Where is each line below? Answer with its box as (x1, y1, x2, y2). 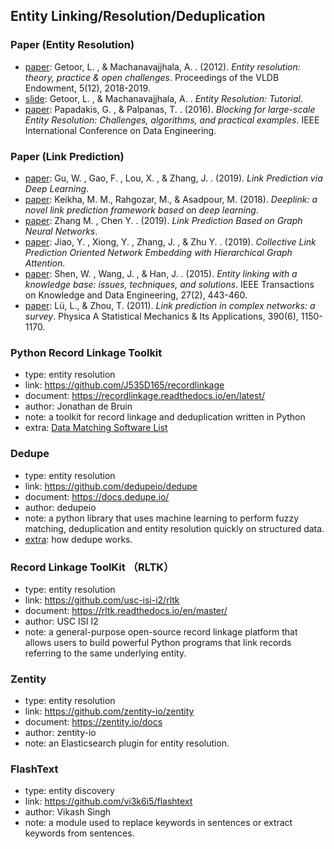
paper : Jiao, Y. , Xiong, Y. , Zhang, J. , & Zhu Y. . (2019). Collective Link (24, 235, 317, 248)
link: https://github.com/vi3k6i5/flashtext (24, 795, 193, 808)
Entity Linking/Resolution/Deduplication (10, 8, 266, 25)
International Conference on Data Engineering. (24, 124, 217, 136)
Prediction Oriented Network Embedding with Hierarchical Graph (24, 246, 293, 258)
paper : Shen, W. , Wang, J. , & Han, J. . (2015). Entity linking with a (24, 267, 298, 279)
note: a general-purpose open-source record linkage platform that (24, 625, 298, 638)
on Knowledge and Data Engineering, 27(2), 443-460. (24, 289, 248, 301)
